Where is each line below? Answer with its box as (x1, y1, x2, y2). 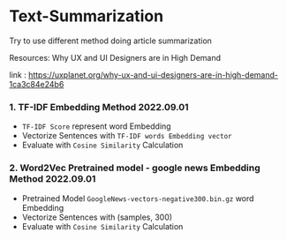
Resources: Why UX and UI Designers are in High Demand (9, 52, 222, 63)
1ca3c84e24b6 (9, 79, 64, 89)
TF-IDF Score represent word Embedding (21, 121, 171, 131)
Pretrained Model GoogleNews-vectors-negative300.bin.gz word (21, 192, 254, 204)
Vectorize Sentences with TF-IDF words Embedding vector (21, 131, 232, 141)
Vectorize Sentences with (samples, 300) (21, 212, 173, 222)
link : (9, 69, 26, 80)
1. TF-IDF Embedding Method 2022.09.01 (9, 101, 189, 113)
